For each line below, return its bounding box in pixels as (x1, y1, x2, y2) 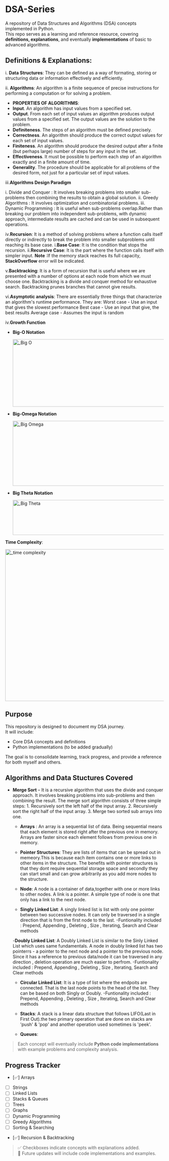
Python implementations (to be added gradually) (12, 744, 113, 750)
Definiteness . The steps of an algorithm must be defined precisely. (12, 127, 152, 133)
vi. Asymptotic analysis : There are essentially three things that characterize (5, 294, 162, 300)
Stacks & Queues (12, 1096, 49, 1102)
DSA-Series (5, 4, 55, 15)
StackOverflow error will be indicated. (5, 258, 86, 264)
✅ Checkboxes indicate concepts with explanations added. (17, 1144, 140, 1150)
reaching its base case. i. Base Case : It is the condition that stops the (5, 242, 147, 248)
